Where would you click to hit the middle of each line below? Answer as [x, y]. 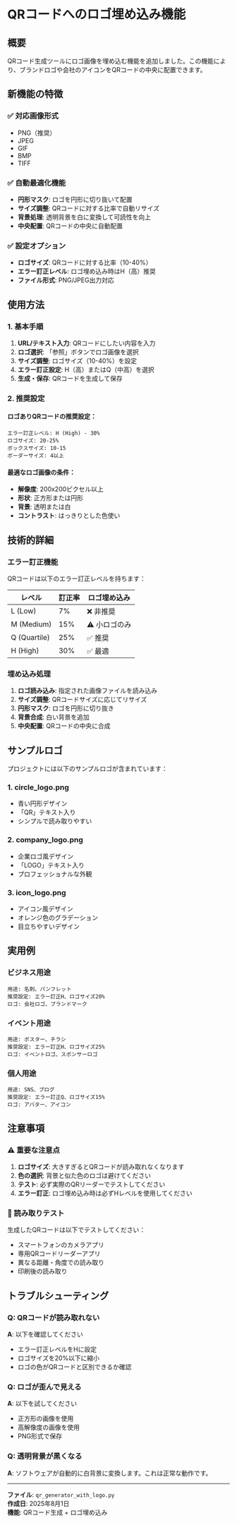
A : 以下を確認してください [45, 1334]
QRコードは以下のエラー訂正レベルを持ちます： [77, 578]
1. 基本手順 [25, 327]
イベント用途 [29, 1023]
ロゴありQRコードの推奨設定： [52, 416]
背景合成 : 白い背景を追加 [53, 717]
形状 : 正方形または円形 [50, 498]
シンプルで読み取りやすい [55, 821]
